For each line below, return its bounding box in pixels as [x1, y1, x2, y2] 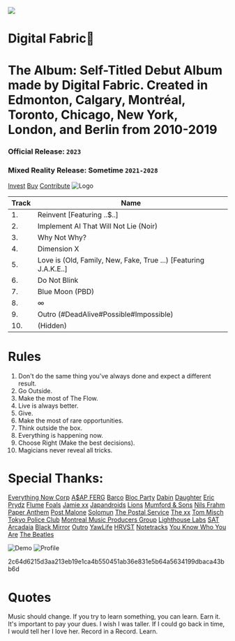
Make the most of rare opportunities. [17, 416, 124, 425]
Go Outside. [17, 386, 53, 395]
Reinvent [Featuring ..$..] [38, 209, 119, 219]
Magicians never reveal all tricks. [17, 445, 113, 454]
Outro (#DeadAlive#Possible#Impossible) [38, 309, 174, 319]
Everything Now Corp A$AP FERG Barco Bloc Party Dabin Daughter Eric [8, 493, 215, 502]
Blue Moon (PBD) [38, 286, 95, 296]
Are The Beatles [8, 531, 54, 539]
